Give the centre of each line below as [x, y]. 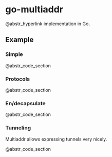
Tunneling [18, 128]
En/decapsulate [25, 103]
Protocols [18, 79]
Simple [14, 54]
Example [20, 40]
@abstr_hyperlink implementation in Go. [48, 24]
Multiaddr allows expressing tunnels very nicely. [56, 139]
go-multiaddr [34, 9]
